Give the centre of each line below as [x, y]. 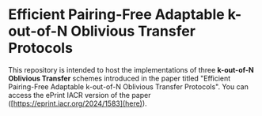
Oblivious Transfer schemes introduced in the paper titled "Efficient [120, 78]
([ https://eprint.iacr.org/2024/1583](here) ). [78, 103]
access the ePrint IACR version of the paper [80, 95]
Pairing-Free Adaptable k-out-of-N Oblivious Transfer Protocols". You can [129, 86]
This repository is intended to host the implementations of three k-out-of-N [131, 69]
